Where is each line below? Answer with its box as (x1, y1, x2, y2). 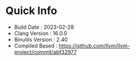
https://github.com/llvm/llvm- (58, 42, 131, 49)
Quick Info (5, 4, 57, 18)
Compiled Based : (14, 42, 57, 49)
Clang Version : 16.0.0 (14, 29, 67, 36)
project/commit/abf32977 (14, 48, 77, 55)
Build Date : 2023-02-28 (14, 23, 75, 30)
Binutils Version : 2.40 (14, 36, 68, 43)
